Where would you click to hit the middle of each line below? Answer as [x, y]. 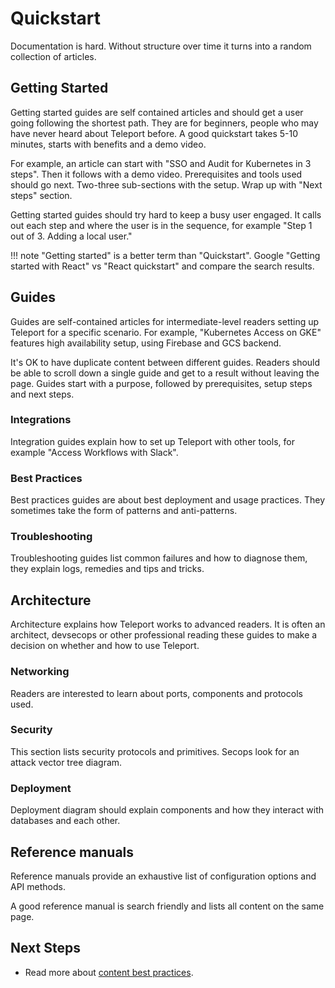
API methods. [38, 886]
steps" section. [41, 195]
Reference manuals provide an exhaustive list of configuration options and [163, 876]
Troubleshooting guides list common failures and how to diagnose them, [159, 558]
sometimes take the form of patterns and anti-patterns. [124, 511]
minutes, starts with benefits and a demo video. [108, 144]
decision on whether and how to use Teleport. [105, 646]
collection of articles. [53, 56]
